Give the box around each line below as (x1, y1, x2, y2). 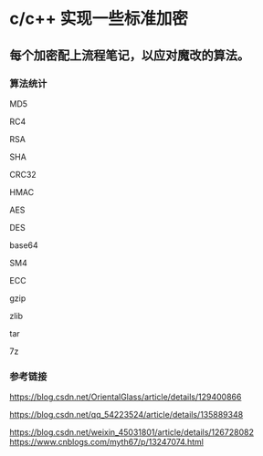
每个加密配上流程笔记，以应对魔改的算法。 (9, 47, 249, 63)
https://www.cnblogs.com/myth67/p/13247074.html (9, 437, 204, 448)
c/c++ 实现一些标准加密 (9, 8, 189, 29)
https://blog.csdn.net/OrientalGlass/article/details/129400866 (9, 391, 242, 402)
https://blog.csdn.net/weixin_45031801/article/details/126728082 (9, 427, 254, 438)
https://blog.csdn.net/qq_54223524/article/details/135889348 (9, 409, 244, 420)
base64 (9, 239, 38, 251)
